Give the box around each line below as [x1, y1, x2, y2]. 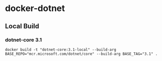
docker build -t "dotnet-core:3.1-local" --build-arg [5, 47, 117, 52]
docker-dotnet [5, 3, 65, 14]
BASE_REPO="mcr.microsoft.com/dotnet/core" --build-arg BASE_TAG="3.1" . [5, 51, 158, 56]
